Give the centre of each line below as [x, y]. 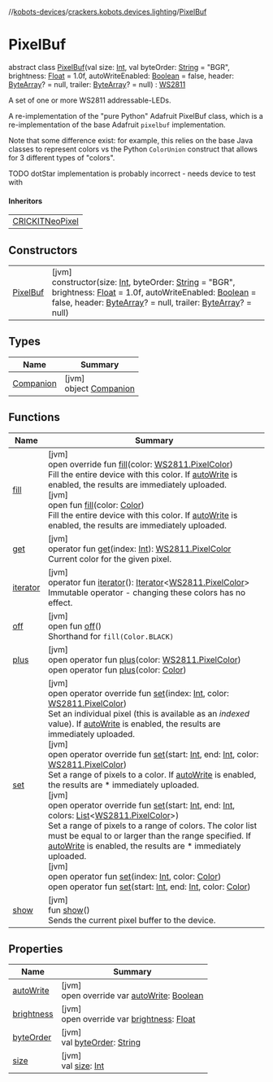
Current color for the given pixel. [110, 559]
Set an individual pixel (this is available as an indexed [149, 713]
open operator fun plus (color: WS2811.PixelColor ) [144, 659]
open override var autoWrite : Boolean [132, 996]
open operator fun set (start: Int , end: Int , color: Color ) [149, 887]
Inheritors [26, 201]
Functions [35, 417]
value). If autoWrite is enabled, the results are [134, 724]
